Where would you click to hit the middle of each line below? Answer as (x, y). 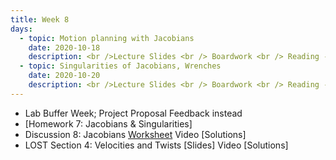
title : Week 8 (40, 19)
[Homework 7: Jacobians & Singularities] (108, 123)
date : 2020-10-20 (64, 76)
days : (21, 29)
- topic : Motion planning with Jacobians (107, 38)
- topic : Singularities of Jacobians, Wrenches (120, 66)
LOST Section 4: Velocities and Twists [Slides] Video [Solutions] (156, 145)
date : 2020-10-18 (64, 47)
